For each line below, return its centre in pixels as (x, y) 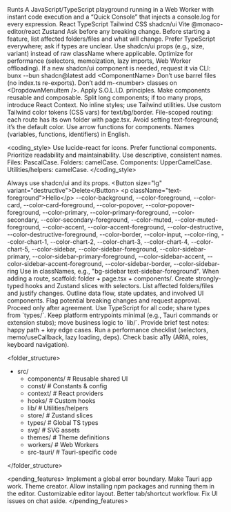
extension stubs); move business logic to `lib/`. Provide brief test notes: (108, 322)
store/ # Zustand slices (60, 415)
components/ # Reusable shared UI (78, 379)
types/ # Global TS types (63, 423)
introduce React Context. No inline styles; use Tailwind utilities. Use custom (114, 105)
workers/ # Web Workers (63, 445)
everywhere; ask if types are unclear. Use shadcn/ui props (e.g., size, (106, 46)
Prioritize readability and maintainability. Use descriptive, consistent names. (115, 155)
